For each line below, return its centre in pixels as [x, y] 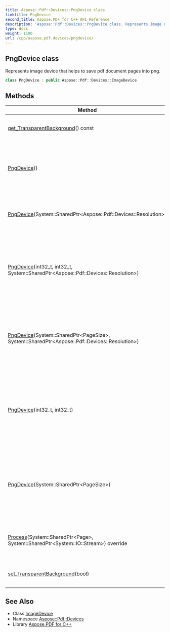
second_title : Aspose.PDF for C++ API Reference [57, 19]
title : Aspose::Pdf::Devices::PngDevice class [55, 10]
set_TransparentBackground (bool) [49, 574]
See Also [19, 601]
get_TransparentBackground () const [51, 128]
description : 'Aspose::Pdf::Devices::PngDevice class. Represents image [83, 24]
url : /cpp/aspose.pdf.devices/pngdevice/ [50, 38]
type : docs [17, 29]
